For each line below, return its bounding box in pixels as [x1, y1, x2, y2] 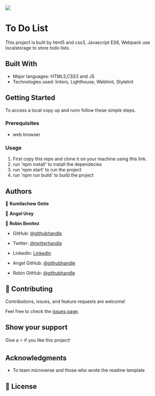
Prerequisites [5, 120, 39, 127]
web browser [12, 131, 41, 138]
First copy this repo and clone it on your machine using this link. [12, 156, 147, 162]
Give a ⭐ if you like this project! [5, 337, 70, 343]
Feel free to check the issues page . [5, 308, 79, 314]
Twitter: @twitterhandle [12, 240, 62, 246]
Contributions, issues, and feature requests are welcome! [5, 298, 126, 304]
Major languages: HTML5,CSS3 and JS [12, 73, 95, 79]
